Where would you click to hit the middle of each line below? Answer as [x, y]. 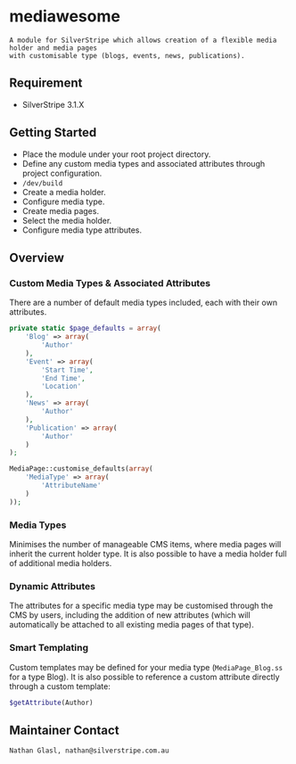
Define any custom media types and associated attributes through [144, 163]
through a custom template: [60, 686]
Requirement [46, 83]
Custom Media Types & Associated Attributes [110, 283]
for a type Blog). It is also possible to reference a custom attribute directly [144, 677]
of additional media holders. [61, 563]
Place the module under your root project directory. [116, 154]
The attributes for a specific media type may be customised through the [141, 606]
